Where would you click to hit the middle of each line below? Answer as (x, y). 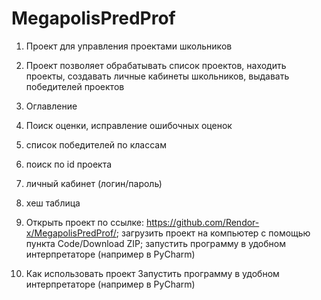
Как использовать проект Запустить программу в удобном (152, 273)
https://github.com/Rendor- (202, 222)
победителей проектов (75, 86)
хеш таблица (53, 203)
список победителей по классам (96, 144)
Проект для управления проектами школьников (129, 46)
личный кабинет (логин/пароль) (94, 183)
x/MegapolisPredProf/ (71, 233)
